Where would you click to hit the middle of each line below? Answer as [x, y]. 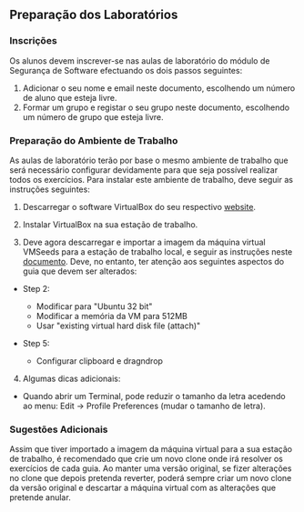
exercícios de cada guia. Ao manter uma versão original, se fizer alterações [151, 468]
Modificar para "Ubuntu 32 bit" [94, 306]
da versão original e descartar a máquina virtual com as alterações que [142, 488]
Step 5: [36, 343]
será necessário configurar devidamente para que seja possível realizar [144, 170]
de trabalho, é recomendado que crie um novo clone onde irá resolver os [147, 459]
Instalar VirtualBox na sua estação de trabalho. [110, 224]
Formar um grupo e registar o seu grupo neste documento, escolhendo [156, 107]
